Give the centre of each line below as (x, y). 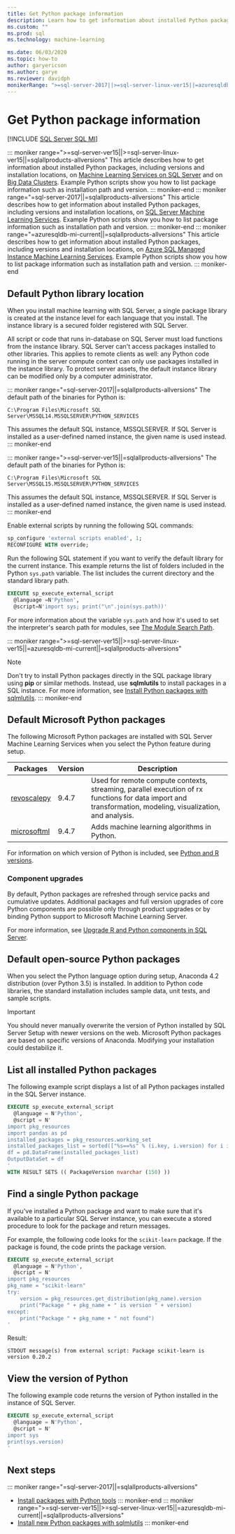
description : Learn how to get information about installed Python (108, 20)
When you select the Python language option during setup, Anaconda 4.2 (113, 976)
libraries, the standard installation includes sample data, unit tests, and (109, 991)
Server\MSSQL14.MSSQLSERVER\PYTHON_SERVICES (73, 416)
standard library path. (38, 580)
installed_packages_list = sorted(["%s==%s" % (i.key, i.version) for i (115, 1146)
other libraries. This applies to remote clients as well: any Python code (108, 354)
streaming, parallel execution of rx (147, 789)
